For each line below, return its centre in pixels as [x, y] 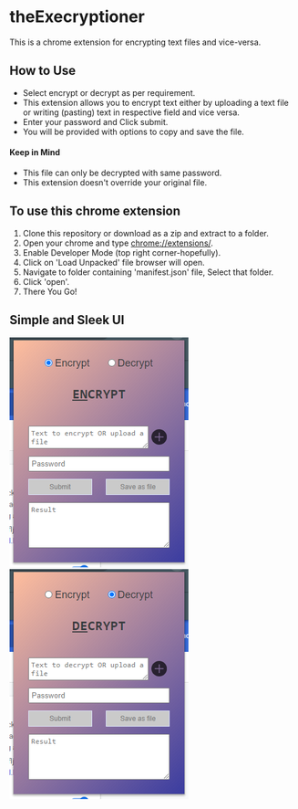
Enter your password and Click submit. [95, 121]
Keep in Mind [35, 152]
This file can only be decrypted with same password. [122, 173]
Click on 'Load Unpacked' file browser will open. [113, 262]
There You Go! [50, 291]
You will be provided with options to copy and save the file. [133, 131]
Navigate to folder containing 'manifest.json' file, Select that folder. [148, 272]
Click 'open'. [46, 281]
